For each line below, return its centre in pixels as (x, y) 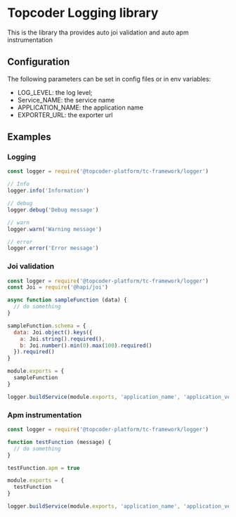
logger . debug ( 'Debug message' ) (53, 210)
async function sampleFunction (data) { (67, 300)
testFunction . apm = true (44, 468)
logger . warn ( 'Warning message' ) (54, 229)
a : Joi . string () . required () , (63, 339)
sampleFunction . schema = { (47, 326)
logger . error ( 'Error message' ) (53, 248)
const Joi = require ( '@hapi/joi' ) (58, 287)
